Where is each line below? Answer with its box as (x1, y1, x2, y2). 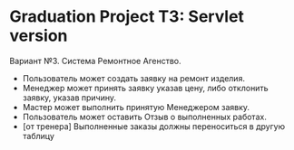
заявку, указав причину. (22, 92, 116, 103)
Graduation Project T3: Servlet (9, 6, 245, 27)
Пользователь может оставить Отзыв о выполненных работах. (22, 111, 268, 122)
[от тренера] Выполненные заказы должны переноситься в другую (22, 120, 286, 132)
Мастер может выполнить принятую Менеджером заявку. (22, 101, 250, 112)
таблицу (22, 130, 54, 141)
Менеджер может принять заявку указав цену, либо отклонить (22, 82, 269, 93)
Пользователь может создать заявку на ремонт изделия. (22, 72, 245, 83)
